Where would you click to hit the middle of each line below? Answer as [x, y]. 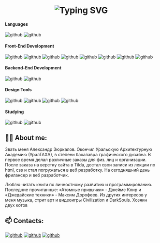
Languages [16, 24]
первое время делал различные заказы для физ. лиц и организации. [76, 160]
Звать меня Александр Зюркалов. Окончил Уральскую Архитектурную [79, 149]
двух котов [16, 205]
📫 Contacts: [24, 221]
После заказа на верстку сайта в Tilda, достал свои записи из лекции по [80, 165]
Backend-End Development [33, 68]
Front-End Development [30, 46]
